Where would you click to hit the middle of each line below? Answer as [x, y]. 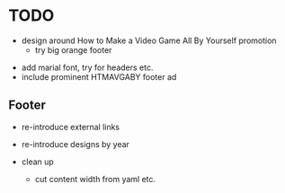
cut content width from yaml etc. [95, 179]
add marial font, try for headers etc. [87, 67]
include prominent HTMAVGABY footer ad [99, 76]
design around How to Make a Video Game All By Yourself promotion [149, 40]
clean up [38, 162]
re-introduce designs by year [75, 144]
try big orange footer [73, 49]
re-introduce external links [71, 127]
